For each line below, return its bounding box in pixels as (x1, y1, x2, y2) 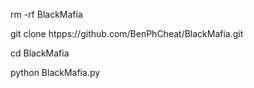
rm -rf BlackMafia (10, 9, 83, 20)
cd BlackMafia (10, 47, 70, 59)
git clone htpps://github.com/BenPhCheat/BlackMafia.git (10, 28, 244, 39)
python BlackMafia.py (10, 67, 101, 78)
